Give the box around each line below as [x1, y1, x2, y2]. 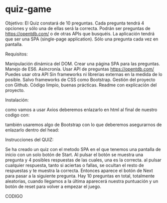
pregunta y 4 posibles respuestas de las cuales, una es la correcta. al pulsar [5, 156, 162, 163]
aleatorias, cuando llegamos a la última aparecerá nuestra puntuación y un [5, 178, 159, 184]
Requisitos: [5, 51, 28, 57]
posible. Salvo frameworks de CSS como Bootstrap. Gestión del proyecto [5, 76, 156, 82]
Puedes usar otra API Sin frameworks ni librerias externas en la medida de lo [5, 71, 163, 77]
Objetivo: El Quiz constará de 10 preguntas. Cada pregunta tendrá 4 [5, 20, 145, 26]
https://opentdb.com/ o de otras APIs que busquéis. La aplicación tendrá [5, 30, 155, 36]
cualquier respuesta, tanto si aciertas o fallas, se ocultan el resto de [5, 162, 144, 168]
